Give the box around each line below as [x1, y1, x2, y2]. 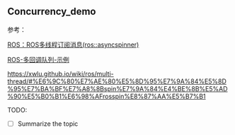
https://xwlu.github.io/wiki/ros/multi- [7, 69, 115, 78]
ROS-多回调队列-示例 [7, 55, 69, 64]
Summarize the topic [17, 119, 79, 128]
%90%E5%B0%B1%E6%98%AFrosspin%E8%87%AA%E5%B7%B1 [7, 92, 207, 100]
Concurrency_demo [7, 6, 96, 18]
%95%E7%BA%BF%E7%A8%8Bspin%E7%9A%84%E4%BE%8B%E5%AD [7, 84, 228, 93]
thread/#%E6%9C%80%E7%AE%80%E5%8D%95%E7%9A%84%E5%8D [7, 77, 227, 86]
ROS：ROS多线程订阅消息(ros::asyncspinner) [7, 40, 139, 49]
